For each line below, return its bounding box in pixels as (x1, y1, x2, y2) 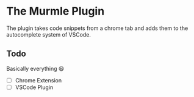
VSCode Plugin (15, 84, 54, 91)
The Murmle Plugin (6, 4, 105, 18)
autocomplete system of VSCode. (6, 31, 92, 38)
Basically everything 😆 (6, 65, 65, 72)
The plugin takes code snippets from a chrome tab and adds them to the (6, 24, 189, 32)
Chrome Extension (15, 76, 62, 84)
